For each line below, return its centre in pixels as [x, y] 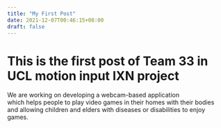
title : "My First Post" [42, 14]
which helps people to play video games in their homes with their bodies [111, 102]
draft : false [26, 26]
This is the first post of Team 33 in [108, 61]
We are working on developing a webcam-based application [93, 95]
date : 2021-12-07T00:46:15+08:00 [56, 20]
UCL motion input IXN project [93, 75]
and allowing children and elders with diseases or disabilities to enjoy [106, 110]
